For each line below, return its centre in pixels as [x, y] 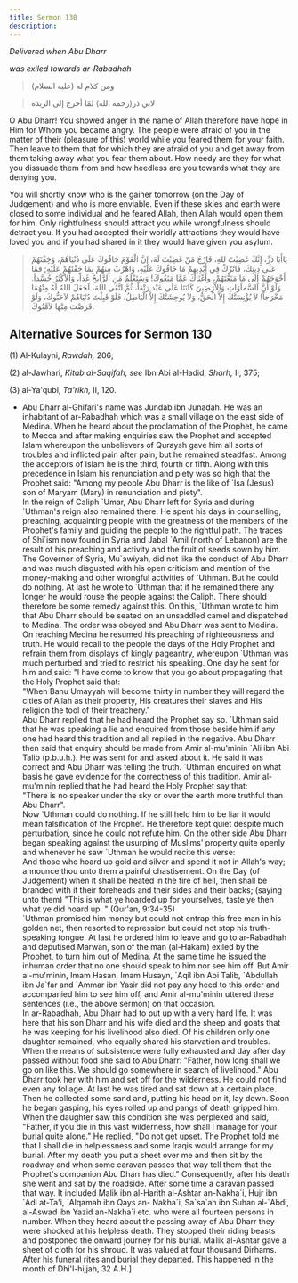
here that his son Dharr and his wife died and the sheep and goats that [151, 1023]
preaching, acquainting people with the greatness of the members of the [155, 521]
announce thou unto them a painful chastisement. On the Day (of [141, 871]
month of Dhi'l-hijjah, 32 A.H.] [77, 1269]
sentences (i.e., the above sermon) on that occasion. [119, 1004]
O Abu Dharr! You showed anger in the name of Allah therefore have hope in [149, 120]
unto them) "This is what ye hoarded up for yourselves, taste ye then [148, 900]
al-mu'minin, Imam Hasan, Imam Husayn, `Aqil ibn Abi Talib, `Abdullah [150, 976]
